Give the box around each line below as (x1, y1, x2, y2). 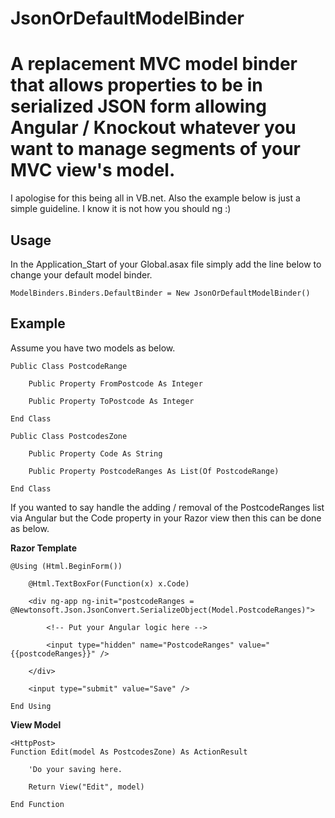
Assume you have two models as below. (10, 342, 176, 354)
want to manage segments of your (10, 138, 301, 161)
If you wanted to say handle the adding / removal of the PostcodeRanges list (10, 501, 325, 513)
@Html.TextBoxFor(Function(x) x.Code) (28, 578, 190, 589)
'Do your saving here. (28, 764, 123, 774)
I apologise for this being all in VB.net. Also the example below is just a (10, 192, 301, 204)
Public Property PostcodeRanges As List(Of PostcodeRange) (28, 466, 280, 476)
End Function (10, 799, 65, 809)
